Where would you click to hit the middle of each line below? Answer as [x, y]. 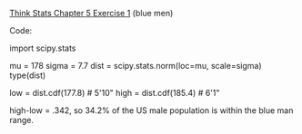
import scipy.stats [43, 48]
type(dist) [28, 75]
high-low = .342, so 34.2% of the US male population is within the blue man [151, 110]
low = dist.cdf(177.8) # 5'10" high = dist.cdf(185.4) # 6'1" [115, 93]
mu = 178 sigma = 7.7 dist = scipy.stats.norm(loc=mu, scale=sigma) [136, 66]
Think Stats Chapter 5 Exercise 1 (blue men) [91, 13]
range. [22, 120]
